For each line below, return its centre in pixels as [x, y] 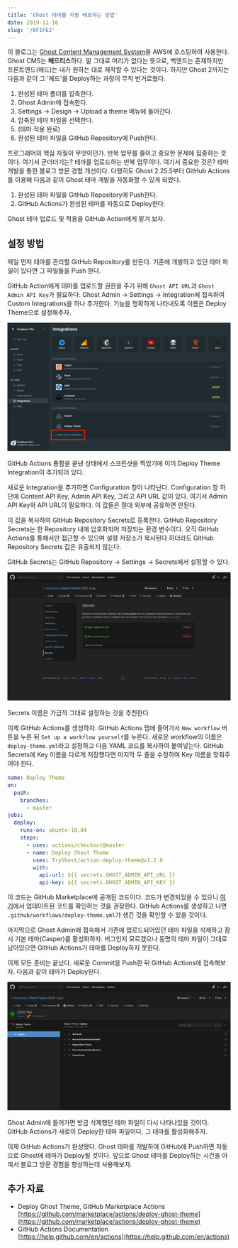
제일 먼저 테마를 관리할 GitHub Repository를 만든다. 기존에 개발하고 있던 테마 [114, 262]
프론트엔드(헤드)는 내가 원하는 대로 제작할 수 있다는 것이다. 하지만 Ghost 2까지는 [118, 70]
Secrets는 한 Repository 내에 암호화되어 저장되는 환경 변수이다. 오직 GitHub [113, 529]
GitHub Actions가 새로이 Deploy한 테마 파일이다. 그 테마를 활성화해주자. [107, 1132]
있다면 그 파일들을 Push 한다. [61, 271]
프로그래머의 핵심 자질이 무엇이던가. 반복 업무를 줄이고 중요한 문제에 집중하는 [113, 153]
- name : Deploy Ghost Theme [68, 852]
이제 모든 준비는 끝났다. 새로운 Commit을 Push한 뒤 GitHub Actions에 [104, 963]
